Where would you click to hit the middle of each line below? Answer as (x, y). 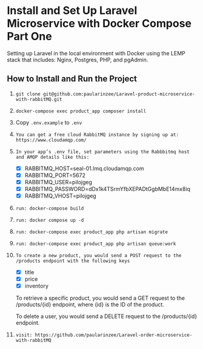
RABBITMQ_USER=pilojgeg (58, 182)
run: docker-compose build (50, 209)
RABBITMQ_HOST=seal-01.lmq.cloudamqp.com (84, 168)
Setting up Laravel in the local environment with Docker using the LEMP (96, 53)
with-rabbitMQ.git (39, 99)
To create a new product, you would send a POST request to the (98, 256)
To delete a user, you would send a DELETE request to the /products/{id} (106, 316)
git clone (28, 94)
